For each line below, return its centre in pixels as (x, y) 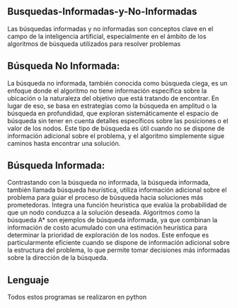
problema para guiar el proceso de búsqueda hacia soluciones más (105, 198)
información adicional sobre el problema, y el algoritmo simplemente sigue (116, 136)
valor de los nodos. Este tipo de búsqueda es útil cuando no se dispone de (116, 128)
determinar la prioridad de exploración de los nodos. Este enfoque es (108, 235)
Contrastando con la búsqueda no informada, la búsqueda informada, (109, 183)
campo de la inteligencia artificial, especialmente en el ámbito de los (107, 36)
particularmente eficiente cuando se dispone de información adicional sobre (118, 243)
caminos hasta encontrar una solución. (64, 143)
